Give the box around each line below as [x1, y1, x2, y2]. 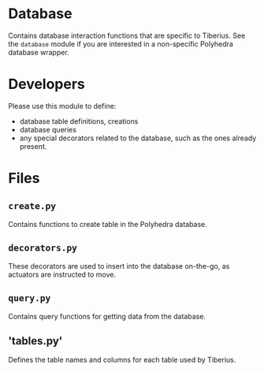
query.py [8, 292, 51, 304]
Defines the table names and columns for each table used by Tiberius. [8, 355, 236, 365]
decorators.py [8, 242, 77, 254]
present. [19, 141, 47, 151]
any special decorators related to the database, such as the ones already [19, 133, 257, 143]
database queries [19, 125, 77, 134]
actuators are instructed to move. [8, 270, 117, 279]
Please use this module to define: [8, 101, 117, 110]
